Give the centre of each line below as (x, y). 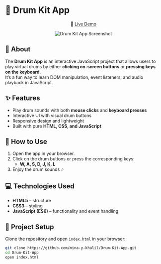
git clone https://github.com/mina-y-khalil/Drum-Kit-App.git (71, 248)
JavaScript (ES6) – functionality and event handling (65, 211)
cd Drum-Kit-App (22, 253)
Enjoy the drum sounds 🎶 (38, 169)
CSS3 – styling (28, 206)
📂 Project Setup (30, 227)
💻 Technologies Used (40, 186)
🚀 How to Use (26, 141)
